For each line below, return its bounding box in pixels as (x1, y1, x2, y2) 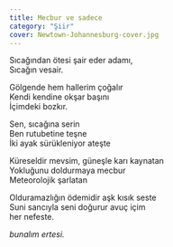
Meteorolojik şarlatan (9, 175, 88, 185)
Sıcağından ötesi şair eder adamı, (9, 55, 133, 66)
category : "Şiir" (9, 22, 75, 31)
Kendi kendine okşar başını (9, 91, 110, 102)
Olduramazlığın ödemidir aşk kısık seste (9, 192, 157, 204)
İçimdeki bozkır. (9, 101, 68, 112)
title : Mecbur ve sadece (9, 13, 103, 23)
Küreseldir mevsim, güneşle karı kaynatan (9, 156, 165, 166)
